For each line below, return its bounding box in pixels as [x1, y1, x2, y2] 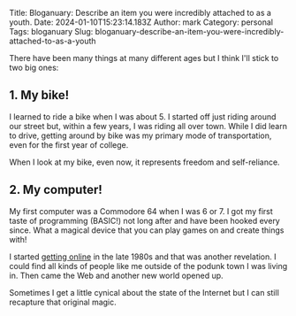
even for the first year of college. [9, 139, 129, 150]
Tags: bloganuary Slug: [9, 27, 94, 36]
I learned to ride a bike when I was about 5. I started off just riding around [9, 111, 277, 122]
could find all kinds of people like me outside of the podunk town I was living [9, 260, 288, 271]
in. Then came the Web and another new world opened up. [9, 270, 224, 281]
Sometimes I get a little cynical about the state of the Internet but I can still [9, 287, 280, 297]
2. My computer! [9, 182, 103, 197]
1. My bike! [9, 88, 70, 103]
